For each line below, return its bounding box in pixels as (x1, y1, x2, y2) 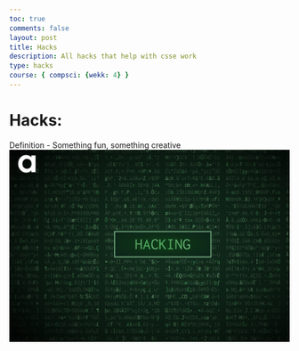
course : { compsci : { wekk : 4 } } (9, 71, 129, 80)
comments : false (9, 23, 69, 33)
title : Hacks (9, 43, 58, 52)
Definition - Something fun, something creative (9, 139, 182, 151)
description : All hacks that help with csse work (9, 52, 198, 61)
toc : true (9, 14, 46, 23)
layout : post (9, 33, 58, 42)
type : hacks (9, 61, 53, 70)
